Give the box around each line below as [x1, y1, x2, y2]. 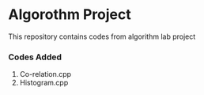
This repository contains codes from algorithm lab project [8, 32, 196, 41]
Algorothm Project [8, 6, 132, 24]
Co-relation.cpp [19, 70, 72, 79]
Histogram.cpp [19, 78, 69, 88]
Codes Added [8, 51, 62, 63]
